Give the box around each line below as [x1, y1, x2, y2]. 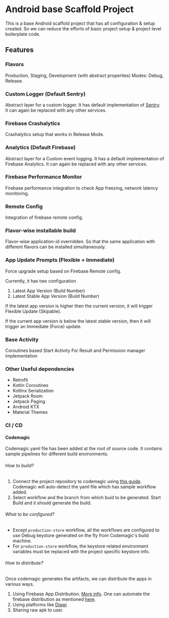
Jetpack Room [12, 393, 43, 399]
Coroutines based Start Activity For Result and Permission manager [5, 347, 145, 354]
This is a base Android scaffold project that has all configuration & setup [5, 20, 155, 26]
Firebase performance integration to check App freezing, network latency [5, 185, 158, 191]
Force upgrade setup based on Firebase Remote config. [5, 268, 122, 274]
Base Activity [5, 336, 39, 343]
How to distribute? [5, 560, 44, 566]
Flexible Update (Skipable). [5, 308, 62, 314]
